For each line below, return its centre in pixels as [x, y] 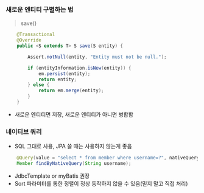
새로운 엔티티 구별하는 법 [40, 9]
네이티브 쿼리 [24, 131]
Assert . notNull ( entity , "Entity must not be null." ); [97, 57]
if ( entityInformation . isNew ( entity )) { [79, 68]
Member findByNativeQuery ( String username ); [74, 164]
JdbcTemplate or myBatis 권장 [52, 176]
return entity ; [58, 79]
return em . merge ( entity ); [71, 91]
